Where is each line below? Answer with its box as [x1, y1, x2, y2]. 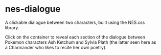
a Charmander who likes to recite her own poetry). [5, 44, 107, 50]
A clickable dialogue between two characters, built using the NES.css [5, 19, 145, 25]
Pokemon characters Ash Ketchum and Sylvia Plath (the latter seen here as [5, 39, 157, 45]
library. [5, 24, 20, 30]
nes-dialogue [5, 3, 61, 15]
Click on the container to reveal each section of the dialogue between [5, 34, 146, 40]
